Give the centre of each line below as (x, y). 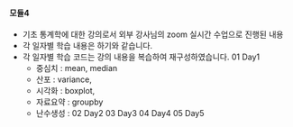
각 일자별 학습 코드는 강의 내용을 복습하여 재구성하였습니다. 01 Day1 (141, 57)
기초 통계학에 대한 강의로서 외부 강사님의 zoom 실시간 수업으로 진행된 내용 (153, 34)
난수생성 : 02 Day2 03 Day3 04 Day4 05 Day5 (120, 113)
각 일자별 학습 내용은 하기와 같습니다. (87, 46)
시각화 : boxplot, (65, 91)
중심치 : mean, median (77, 68)
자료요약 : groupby (69, 102)
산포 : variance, (64, 79)
